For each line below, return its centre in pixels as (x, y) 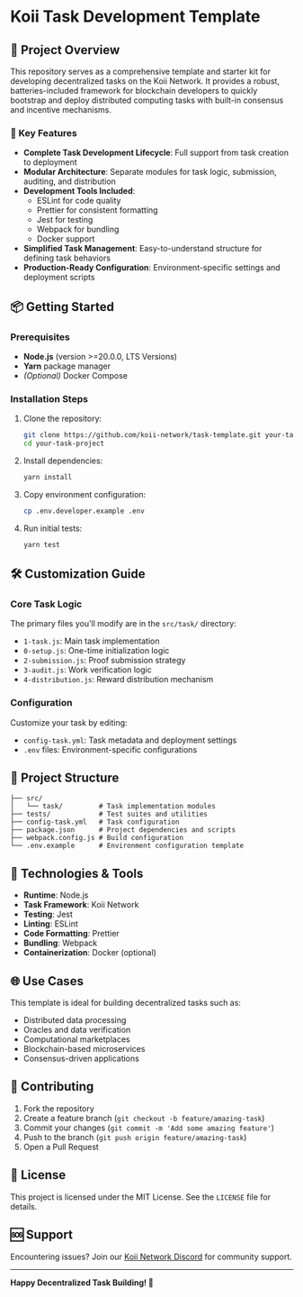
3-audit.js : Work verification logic (87, 670)
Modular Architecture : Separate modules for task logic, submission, (150, 172)
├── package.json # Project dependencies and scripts (123, 830)
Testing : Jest (48, 914)
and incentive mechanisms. (61, 110)
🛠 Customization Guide (78, 574)
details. (24, 1206)
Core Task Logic (46, 604)
